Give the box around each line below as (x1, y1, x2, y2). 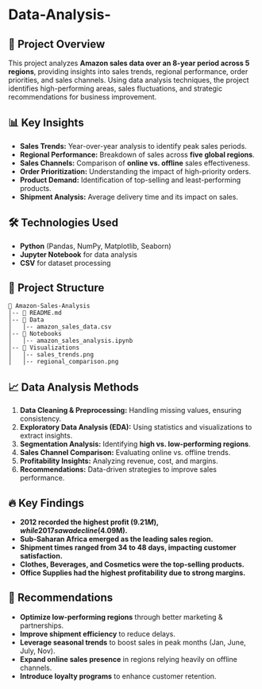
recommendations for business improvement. (8, 92, 157, 101)
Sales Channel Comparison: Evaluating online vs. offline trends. (19, 448, 231, 457)
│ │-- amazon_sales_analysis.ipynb (8, 337, 133, 345)
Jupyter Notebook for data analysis (19, 249, 137, 259)
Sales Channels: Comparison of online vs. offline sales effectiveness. (19, 158, 251, 168)
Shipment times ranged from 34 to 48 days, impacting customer (19, 543, 237, 552)
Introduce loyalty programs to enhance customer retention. (19, 671, 217, 681)
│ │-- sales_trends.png (8, 351, 94, 359)
